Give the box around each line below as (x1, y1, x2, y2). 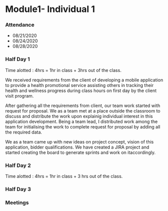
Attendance (5, 21, 35, 28)
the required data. (5, 129, 43, 135)
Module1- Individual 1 (5, 3, 95, 15)
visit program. (5, 92, 34, 98)
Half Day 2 (5, 161, 31, 168)
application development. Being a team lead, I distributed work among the (5, 118, 158, 124)
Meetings (5, 199, 29, 206)
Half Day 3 (5, 186, 31, 192)
